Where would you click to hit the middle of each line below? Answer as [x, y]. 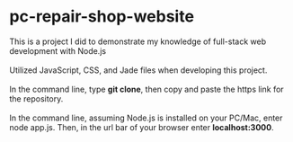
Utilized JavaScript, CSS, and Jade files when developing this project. [138, 70]
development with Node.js [58, 50]
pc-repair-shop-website [102, 17]
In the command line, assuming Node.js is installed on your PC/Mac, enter [146, 118]
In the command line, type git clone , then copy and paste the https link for [147, 89]
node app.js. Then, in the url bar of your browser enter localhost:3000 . [142, 127]
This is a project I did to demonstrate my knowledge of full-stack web [138, 41]
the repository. [36, 98]
